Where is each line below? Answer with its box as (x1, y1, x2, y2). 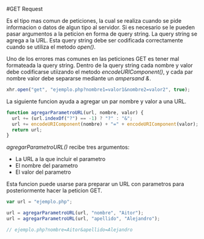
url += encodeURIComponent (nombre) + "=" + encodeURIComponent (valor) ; (12, 121, 199, 127)
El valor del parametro (15, 168, 72, 176)
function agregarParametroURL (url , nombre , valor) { (6, 109, 144, 116)
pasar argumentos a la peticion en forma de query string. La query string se (6, 30, 198, 37)
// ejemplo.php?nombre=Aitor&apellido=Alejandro (6, 227, 133, 233)
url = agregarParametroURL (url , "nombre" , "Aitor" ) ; (6, 210, 144, 216)
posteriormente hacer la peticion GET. (6, 187, 102, 194)
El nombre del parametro (15, 162, 78, 170)
